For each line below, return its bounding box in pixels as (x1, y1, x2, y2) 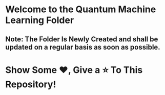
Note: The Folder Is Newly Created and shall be (5, 35, 158, 43)
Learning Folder (5, 14, 74, 26)
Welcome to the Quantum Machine (5, 4, 156, 15)
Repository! (5, 78, 56, 90)
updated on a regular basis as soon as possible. (5, 42, 160, 52)
